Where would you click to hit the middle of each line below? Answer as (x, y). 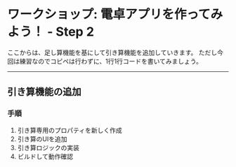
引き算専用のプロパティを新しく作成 (70, 130)
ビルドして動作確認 (45, 156)
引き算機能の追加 (44, 92)
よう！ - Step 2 (51, 32)
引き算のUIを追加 (42, 139)
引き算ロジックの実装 (48, 147)
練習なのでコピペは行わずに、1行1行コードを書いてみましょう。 (111, 61)
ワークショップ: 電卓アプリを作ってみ (115, 14)
